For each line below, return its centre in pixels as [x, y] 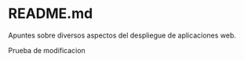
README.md [51, 14]
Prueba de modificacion [47, 50]
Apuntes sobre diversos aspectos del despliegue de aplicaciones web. [122, 35]
